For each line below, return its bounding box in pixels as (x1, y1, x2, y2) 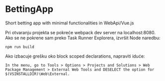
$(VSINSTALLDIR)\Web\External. (5, 71, 70, 77)
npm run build (5, 44, 35, 49)
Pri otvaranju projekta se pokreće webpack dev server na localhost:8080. (5, 29, 156, 35)
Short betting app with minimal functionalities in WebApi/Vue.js (5, 20, 134, 26)
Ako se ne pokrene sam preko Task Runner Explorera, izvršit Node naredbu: (5, 35, 161, 41)
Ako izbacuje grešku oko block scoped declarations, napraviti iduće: (5, 53, 145, 59)
